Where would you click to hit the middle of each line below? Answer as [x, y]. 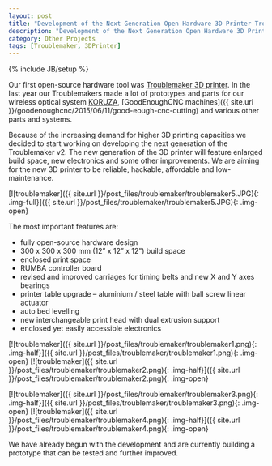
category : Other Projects [52, 38]
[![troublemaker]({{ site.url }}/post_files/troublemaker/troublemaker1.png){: [133, 344]
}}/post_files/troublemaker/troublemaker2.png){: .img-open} [108, 378]
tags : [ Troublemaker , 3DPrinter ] [65, 46]
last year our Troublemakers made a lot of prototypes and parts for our [126, 93]
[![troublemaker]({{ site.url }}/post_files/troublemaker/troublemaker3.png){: [134, 395]
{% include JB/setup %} [49, 69]
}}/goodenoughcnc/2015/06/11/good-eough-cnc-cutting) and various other [134, 111]
